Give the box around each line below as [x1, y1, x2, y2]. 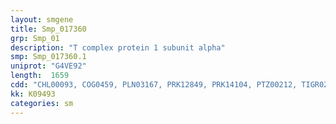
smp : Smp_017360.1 [10, 52, 87, 62]
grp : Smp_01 [10, 33, 60, 43]
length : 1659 [10, 71, 70, 81]
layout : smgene [10, 14, 74, 25]
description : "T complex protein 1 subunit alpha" [10, 42, 226, 53]
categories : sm [10, 98, 74, 108]
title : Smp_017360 [10, 24, 87, 34]
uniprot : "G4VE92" [10, 61, 87, 71]
